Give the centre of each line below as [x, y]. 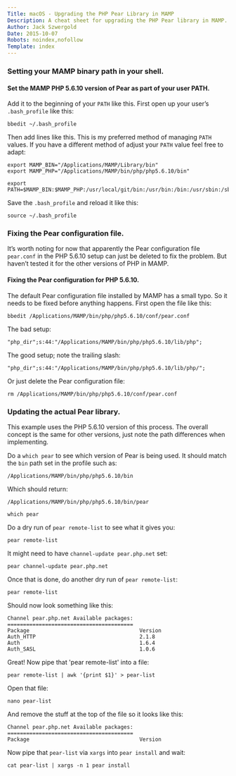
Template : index [31, 47]
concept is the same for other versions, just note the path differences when [116, 434]
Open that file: [28, 688]
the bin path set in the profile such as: [62, 463]
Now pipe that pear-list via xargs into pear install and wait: [97, 752]
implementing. [28, 442]
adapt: [17, 152]
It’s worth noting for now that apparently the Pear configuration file [104, 249]
